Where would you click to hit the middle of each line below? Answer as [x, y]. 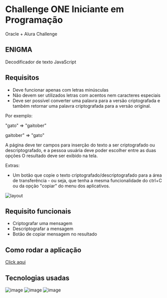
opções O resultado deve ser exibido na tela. [52, 156]
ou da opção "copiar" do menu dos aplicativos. [61, 186]
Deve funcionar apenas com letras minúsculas [61, 90]
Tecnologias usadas [37, 278]
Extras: [13, 165]
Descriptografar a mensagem [43, 229]
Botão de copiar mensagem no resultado [55, 234]
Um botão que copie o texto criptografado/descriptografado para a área [87, 175]
